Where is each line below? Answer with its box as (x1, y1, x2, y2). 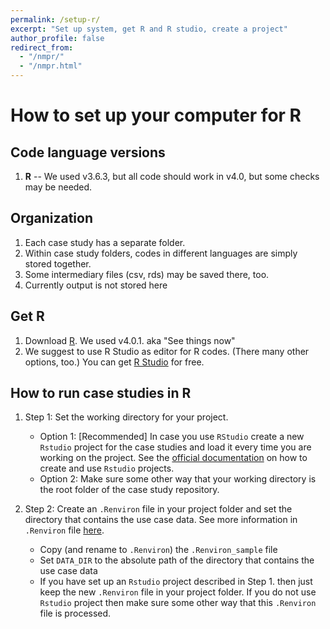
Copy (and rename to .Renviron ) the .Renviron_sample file (39, 544, 278, 556)
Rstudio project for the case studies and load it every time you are (39, 441, 312, 453)
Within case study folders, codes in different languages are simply (24, 247, 298, 259)
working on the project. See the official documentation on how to (39, 452, 308, 464)
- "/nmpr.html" (19, 61, 83, 71)
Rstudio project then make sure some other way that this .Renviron (39, 597, 317, 609)
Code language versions (10, 144, 166, 161)
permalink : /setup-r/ (10, 14, 101, 25)
